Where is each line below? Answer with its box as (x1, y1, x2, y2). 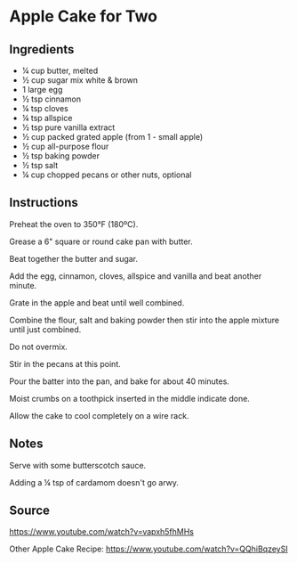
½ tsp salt (21, 160, 59, 170)
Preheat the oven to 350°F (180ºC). (9, 218, 139, 229)
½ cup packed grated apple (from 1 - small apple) (21, 132, 203, 142)
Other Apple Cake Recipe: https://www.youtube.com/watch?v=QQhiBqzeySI (9, 543, 288, 554)
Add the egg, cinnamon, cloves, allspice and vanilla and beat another (9, 270, 262, 281)
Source (9, 503, 51, 518)
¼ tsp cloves (21, 103, 68, 113)
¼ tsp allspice (21, 113, 73, 123)
